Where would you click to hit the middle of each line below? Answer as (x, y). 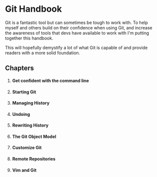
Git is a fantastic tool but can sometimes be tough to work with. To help (77, 22)
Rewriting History (30, 125)
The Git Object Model (34, 136)
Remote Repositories (34, 159)
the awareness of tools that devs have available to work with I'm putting (77, 33)
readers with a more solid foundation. (43, 53)
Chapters (20, 68)
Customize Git (27, 148)
